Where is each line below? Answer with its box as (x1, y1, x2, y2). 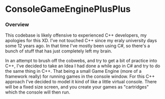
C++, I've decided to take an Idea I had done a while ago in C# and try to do (5, 63, 161, 69)
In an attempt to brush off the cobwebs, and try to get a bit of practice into (5, 58, 158, 64)
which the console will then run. (5, 89, 71, 95)
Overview (5, 21, 29, 28)
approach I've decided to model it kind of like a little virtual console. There (5, 79, 157, 85)
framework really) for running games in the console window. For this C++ (5, 73, 155, 80)
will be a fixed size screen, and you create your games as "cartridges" (5, 84, 149, 90)
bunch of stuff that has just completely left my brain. (5, 48, 112, 54)
